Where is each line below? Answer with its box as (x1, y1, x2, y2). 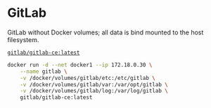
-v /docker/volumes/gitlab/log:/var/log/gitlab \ (20, 88, 169, 95)
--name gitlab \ (20, 68, 68, 75)
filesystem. (7, 35, 39, 43)
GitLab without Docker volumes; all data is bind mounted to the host (7, 28, 204, 36)
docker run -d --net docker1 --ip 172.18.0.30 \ (7, 61, 153, 68)
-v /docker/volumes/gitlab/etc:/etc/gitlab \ (20, 74, 156, 81)
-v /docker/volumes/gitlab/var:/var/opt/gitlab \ (20, 81, 169, 88)
